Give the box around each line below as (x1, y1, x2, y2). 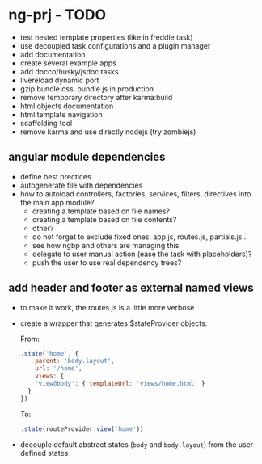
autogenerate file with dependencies (19, 180, 143, 190)
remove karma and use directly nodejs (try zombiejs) (19, 127, 196, 137)
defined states (19, 448, 69, 458)
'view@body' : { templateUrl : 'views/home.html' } (35, 380, 205, 388)
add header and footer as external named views (8, 281, 254, 295)
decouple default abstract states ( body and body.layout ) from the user (19, 439, 254, 449)
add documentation (19, 49, 86, 59)
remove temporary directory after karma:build (19, 92, 173, 102)
